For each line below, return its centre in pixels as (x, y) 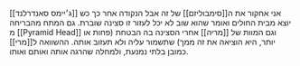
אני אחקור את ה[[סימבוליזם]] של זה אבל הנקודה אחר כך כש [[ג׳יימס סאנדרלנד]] (145, 13)
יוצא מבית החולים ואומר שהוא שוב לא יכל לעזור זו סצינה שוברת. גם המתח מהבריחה (150, 23)
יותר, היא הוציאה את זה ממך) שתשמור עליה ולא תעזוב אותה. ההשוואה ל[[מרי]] (142, 42)
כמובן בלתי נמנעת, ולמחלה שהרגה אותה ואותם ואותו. (99, 52)
